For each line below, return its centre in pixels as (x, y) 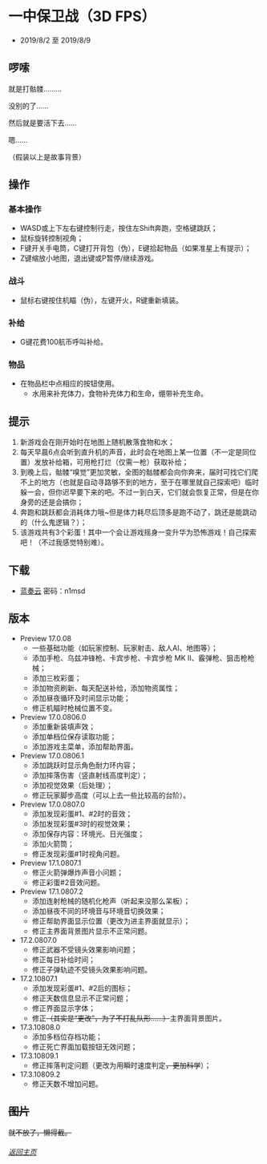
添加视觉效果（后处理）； (73, 785)
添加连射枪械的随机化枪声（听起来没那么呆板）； (111, 901)
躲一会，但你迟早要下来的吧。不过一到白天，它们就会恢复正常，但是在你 (139, 492)
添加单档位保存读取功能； (74, 736)
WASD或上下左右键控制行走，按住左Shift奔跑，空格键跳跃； (119, 228)
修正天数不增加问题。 (67, 1084)
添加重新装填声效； (64, 726)
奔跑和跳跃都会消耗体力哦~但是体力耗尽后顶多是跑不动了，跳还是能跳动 (138, 512)
